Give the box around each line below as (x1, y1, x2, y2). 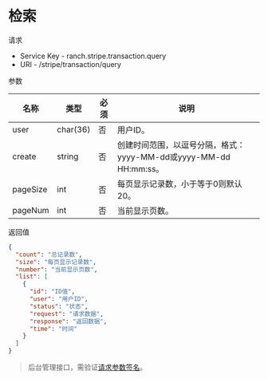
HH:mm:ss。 (116, 163, 164, 174)
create (12, 151, 37, 162)
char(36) (57, 124, 91, 135)
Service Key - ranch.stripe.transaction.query (19, 51, 167, 61)
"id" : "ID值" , (29, 288, 76, 296)
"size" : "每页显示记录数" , (15, 258, 97, 266)
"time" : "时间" (29, 325, 78, 333)
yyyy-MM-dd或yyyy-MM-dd (116, 151, 231, 162)
